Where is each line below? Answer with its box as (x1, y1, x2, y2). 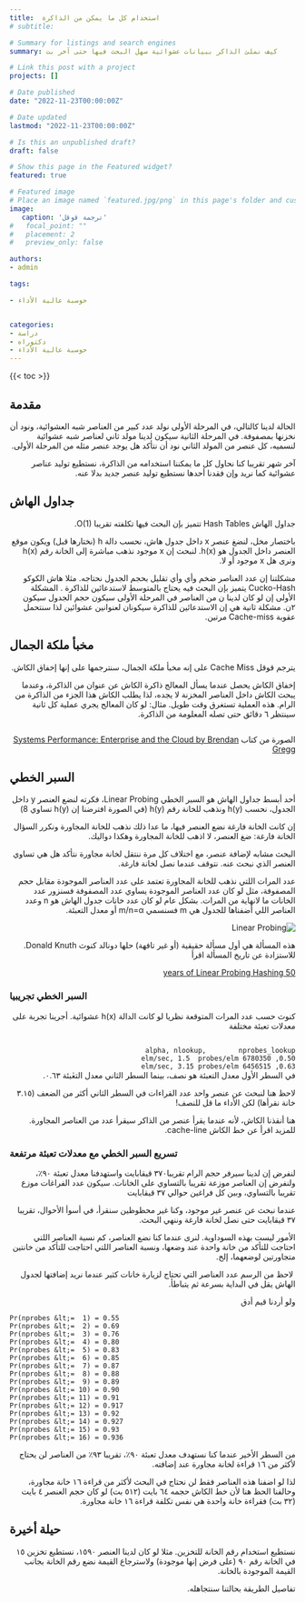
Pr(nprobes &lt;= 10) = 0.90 (9, 1385, 120, 1394)
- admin (9, 263, 39, 273)
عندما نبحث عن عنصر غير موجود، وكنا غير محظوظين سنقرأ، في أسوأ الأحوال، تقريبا (16, 1204, 296, 1215)
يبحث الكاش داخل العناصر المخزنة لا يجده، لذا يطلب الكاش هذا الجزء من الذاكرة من (15, 688, 296, 700)
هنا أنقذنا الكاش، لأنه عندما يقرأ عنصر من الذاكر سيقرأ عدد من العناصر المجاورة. (28, 1115, 296, 1126)
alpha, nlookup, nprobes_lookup (144, 1046, 296, 1055)
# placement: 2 (9, 229, 75, 239)
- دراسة (9, 328, 39, 337)
